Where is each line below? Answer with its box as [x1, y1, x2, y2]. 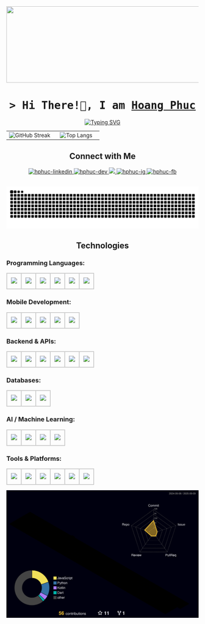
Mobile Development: [6, 298, 71, 306]
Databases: [6, 376, 41, 384]
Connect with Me [69, 151, 136, 161]
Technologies [76, 241, 129, 251]
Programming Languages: [6, 259, 85, 268]
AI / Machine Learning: [6, 415, 75, 424]
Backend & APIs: [6, 337, 57, 345]
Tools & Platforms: [6, 454, 62, 463]
